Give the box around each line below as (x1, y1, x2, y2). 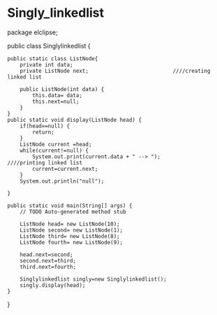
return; (32, 128, 54, 136)
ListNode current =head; (20, 141, 92, 148)
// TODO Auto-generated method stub (20, 208, 127, 215)
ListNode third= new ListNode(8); (20, 232, 120, 239)
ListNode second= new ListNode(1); (20, 226, 124, 234)
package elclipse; (7, 28, 58, 36)
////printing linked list (7, 159, 82, 166)
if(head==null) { (20, 122, 70, 129)
